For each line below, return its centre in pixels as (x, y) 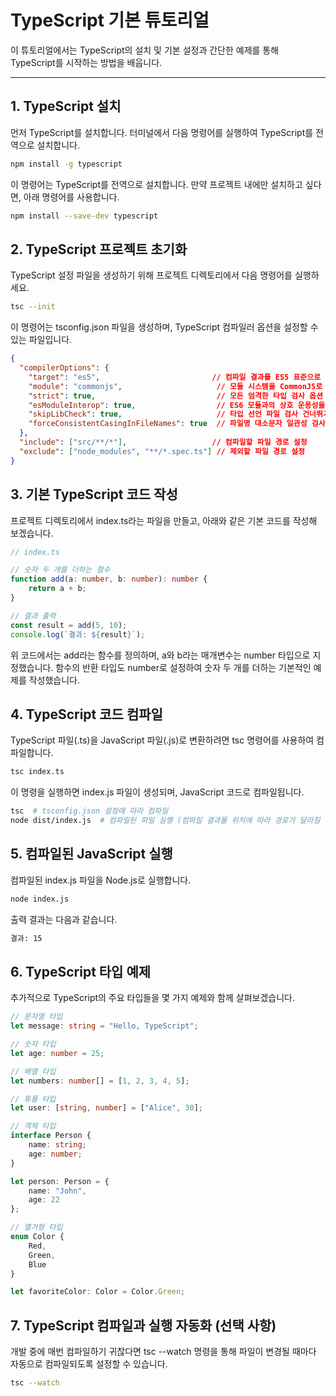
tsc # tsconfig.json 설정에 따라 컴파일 (89, 811)
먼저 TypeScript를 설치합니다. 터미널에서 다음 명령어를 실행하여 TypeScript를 (162, 132)
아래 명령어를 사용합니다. (71, 197)
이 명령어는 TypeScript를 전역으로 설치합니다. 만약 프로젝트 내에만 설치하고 (156, 184)
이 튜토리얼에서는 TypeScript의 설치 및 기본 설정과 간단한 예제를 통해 (145, 50)
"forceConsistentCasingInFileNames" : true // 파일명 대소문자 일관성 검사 (177, 424)
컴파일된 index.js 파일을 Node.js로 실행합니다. (101, 880)
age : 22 (44, 1200)
